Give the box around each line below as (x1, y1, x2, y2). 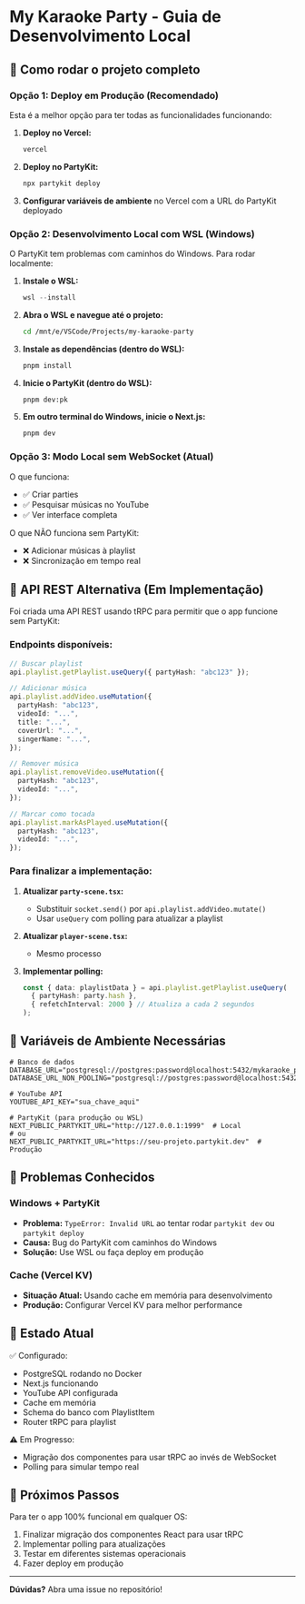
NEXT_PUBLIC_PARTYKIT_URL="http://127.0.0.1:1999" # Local (9, 1121, 242, 1130)
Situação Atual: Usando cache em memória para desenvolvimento (22, 1290, 273, 1301)
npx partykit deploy (22, 179, 101, 188)
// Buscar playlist (9, 658, 84, 668)
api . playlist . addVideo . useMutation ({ (9, 692, 152, 701)
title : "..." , (17, 718, 71, 727)
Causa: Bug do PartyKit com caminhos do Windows (22, 1237, 218, 1248)
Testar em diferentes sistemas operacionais (22, 1549, 186, 1559)
